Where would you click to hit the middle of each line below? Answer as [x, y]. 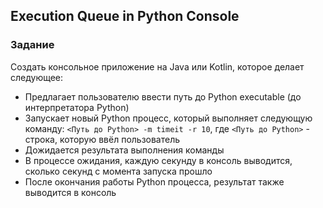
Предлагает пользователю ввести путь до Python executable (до [163, 96]
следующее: [37, 77]
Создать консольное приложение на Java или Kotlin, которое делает [157, 66]
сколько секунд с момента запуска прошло [118, 171]
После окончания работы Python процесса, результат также [154, 181]
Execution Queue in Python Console [125, 16]
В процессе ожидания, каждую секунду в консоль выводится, [158, 160]
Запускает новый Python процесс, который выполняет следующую [168, 118]
